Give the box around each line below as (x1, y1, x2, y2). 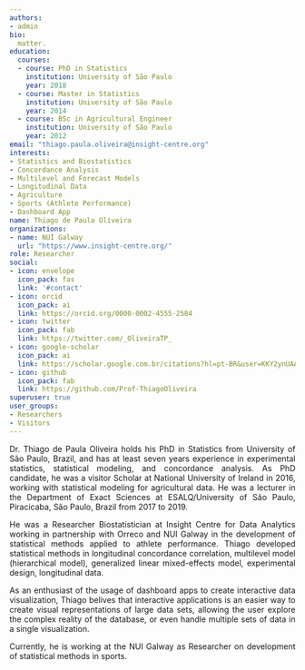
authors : (9, 13, 43, 23)
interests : (9, 148, 51, 157)
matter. (17, 38, 47, 48)
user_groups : (9, 401, 59, 411)
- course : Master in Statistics (17, 89, 141, 98)
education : (9, 47, 51, 56)
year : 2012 (25, 132, 67, 141)
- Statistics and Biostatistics (9, 156, 132, 166)
